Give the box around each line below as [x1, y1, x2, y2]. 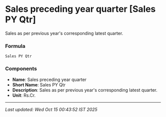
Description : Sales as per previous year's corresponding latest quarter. [12, 87, 158, 93]
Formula [5, 42, 26, 49]
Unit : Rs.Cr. [12, 92, 36, 98]
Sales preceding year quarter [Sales [5, 3, 156, 15]
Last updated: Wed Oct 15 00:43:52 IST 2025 [5, 106, 98, 112]
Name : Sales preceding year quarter [12, 77, 87, 82]
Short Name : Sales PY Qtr [12, 81, 66, 87]
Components [5, 65, 37, 72]
